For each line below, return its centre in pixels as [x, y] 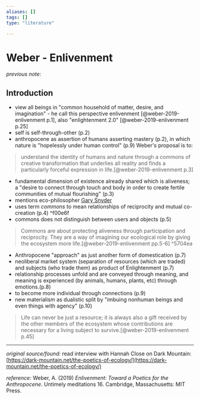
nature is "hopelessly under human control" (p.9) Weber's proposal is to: [104, 145]
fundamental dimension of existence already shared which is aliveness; [102, 181]
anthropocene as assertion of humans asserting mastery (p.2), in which [102, 139]
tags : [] [17, 17]
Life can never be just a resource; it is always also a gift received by [104, 318]
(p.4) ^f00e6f [53, 213]
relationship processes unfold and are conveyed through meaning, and [101, 274]
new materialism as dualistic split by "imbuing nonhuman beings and [99, 300]
